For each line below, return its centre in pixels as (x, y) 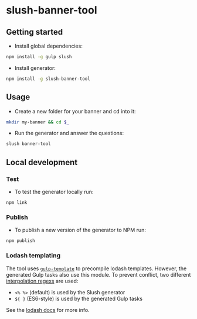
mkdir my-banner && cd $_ (38, 122)
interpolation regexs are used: (42, 281)
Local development (42, 162)
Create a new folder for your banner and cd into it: (75, 111)
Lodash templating (33, 256)
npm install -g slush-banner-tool (48, 79)
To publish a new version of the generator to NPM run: (80, 230)
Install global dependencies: (49, 46)
